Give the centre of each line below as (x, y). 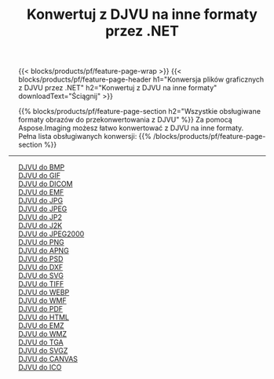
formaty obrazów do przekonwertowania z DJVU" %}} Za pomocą (125, 120)
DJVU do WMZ (43, 334)
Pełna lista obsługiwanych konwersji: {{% (85, 137)
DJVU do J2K (40, 226)
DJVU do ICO (40, 367)
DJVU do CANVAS (48, 359)
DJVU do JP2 (40, 217)
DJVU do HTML (44, 317)
